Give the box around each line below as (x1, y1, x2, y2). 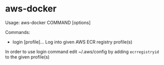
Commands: (5, 29, 30, 35)
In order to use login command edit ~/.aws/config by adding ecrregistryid (5, 48, 159, 54)
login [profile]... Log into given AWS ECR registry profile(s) (12, 38, 132, 45)
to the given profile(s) (5, 53, 50, 60)
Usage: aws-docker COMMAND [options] (5, 19, 91, 25)
